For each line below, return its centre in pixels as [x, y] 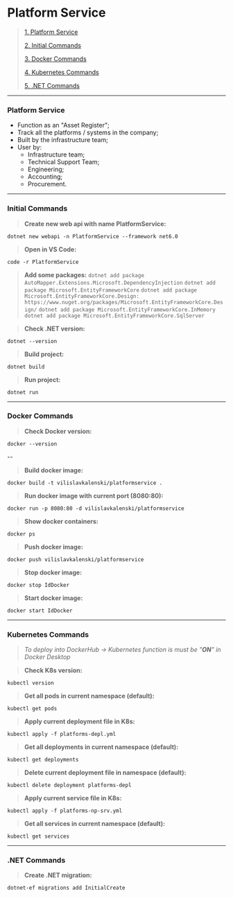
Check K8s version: [53, 671]
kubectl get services [38, 836]
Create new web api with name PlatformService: [95, 224]
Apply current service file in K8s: [73, 798]
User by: [29, 148]
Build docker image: [53, 470]
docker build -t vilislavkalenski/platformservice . [85, 483]
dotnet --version [32, 341]
